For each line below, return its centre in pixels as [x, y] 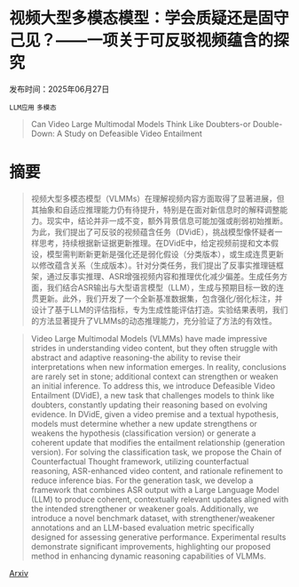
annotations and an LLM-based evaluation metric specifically [142, 527]
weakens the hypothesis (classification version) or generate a [143, 433]
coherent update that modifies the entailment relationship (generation [158, 442]
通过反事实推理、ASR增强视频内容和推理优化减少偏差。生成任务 [163, 276]
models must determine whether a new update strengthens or [144, 423]
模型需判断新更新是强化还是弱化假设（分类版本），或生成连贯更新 [165, 253]
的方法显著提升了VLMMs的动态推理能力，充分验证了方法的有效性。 [154, 320]
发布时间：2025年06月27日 [59, 89]
